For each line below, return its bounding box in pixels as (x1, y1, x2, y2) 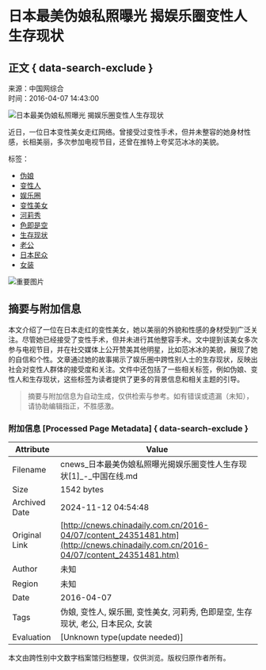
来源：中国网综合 (8, 84, 64, 93)
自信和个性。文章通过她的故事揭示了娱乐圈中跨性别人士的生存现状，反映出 (14, 354, 258, 364)
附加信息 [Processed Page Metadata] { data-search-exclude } (8, 423, 249, 434)
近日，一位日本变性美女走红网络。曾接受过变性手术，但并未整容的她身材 (8, 128, 244, 136)
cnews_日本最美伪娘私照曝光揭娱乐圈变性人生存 (60, 459, 239, 470)
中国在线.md (92, 471, 139, 482)
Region (12, 578, 39, 589)
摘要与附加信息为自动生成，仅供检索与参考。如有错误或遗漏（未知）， (27, 391, 253, 400)
